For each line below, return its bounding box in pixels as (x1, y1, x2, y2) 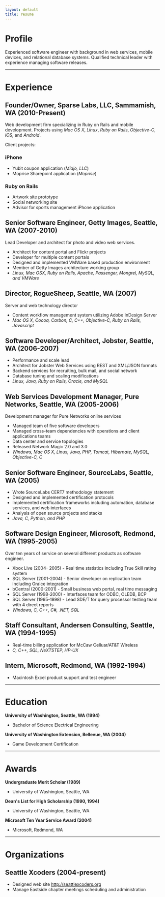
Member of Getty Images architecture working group (12, 264, 119, 271)
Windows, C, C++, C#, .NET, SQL (12, 607, 80, 613)
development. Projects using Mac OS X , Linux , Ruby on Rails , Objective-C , (5, 127, 156, 133)
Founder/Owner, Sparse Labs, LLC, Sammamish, (5, 101, 156, 110)
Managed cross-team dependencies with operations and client (12, 428, 140, 434)
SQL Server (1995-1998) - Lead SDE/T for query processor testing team (12, 596, 158, 602)
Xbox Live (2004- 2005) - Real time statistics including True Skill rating (12, 565, 156, 571)
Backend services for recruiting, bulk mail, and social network (12, 368, 137, 374)
